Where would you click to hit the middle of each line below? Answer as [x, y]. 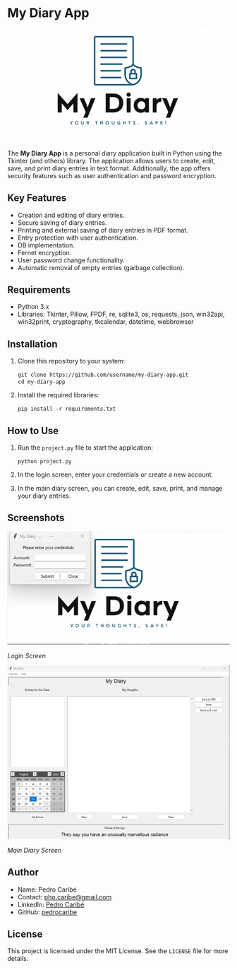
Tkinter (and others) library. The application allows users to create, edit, [111, 161]
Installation [32, 344]
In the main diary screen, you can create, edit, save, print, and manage [120, 489]
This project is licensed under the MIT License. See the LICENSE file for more [118, 951]
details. [18, 959]
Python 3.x [33, 307]
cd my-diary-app [41, 382]
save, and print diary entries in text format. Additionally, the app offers [109, 168]
